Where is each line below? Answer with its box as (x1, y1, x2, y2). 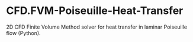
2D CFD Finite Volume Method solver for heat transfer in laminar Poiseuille (6, 23, 188, 30)
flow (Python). (6, 29, 41, 36)
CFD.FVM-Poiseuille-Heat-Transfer (6, 4, 184, 17)
